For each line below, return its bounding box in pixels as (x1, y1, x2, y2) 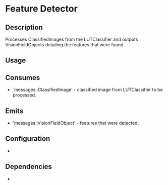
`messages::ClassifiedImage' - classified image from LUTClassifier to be (12, 86, 163, 93)
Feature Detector (5, 3, 78, 15)
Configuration (5, 134, 50, 143)
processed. (12, 92, 36, 98)
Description (5, 23, 43, 32)
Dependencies (5, 162, 52, 171)
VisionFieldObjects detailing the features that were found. (5, 42, 125, 48)
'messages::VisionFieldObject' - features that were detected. (12, 120, 139, 126)
